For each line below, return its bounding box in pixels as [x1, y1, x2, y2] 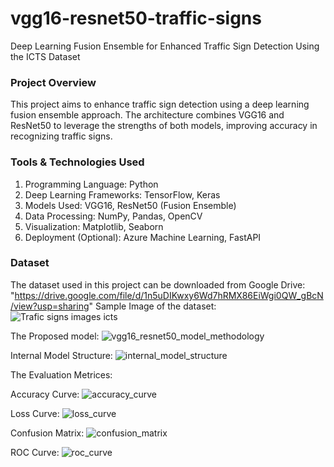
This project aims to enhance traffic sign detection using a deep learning [10, 98, 310, 111]
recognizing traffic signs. [10, 130, 113, 142]
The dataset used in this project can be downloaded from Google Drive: [10, 278, 306, 291]
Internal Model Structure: [10, 349, 113, 361]
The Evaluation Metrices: [10, 368, 113, 381]
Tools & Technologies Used [10, 155, 145, 169]
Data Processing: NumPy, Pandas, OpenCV [24, 210, 203, 222]
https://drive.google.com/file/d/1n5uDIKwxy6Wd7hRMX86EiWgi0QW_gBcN [14, 289, 324, 301]
